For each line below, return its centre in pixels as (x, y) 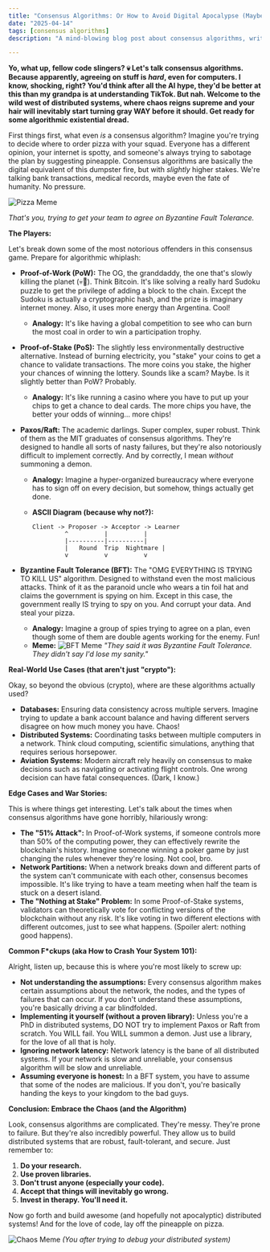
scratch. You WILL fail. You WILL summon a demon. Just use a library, (136, 1033)
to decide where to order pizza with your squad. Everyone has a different (129, 144)
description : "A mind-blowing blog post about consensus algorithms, (127, 38)
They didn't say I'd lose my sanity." (90, 654)
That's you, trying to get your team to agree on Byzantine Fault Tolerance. (131, 218)
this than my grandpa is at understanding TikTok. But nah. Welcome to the (135, 94)
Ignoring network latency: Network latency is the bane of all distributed (139, 1051)
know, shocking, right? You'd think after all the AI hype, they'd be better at (135, 86)
